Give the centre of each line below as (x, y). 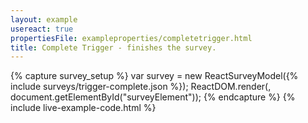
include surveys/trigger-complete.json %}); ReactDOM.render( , (141, 87)
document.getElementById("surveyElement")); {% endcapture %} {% (153, 97)
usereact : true (42, 29)
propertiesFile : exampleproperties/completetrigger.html (131, 38)
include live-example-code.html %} (83, 108)
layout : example (44, 19)
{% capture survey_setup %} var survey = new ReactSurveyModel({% (154, 76)
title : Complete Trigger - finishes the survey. (113, 47)
